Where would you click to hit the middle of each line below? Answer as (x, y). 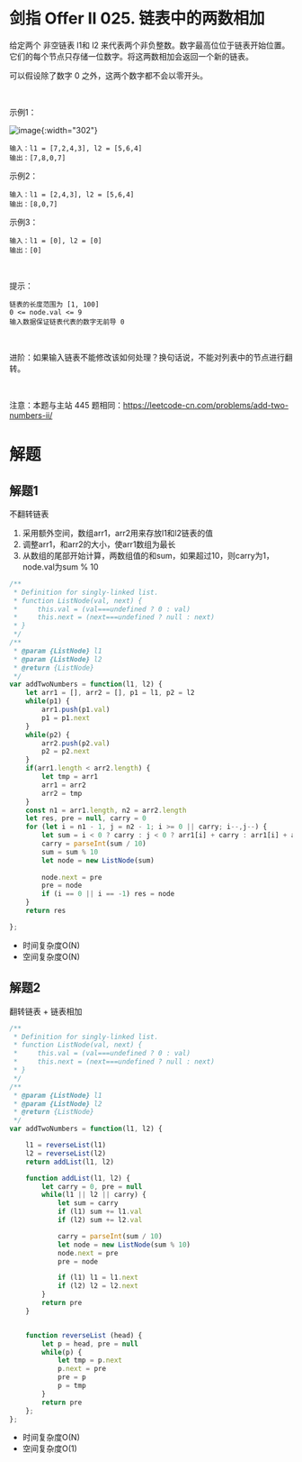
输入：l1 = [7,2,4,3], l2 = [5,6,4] (76, 148)
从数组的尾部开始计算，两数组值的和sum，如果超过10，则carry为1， (148, 555)
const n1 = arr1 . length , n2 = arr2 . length (106, 810)
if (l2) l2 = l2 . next (98, 1286)
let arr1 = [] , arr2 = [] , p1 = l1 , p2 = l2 (110, 693)
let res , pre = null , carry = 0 (86, 818)
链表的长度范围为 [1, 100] (54, 304)
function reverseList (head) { (84, 1335)
